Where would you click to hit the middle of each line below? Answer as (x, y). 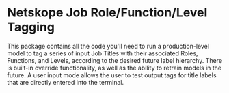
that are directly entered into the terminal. (66, 82)
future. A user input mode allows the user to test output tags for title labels (112, 75)
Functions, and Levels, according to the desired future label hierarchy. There (115, 60)
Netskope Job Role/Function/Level (107, 13)
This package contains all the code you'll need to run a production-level (108, 46)
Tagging (31, 27)
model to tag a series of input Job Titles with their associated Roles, (103, 53)
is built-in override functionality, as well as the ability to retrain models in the (114, 68)
